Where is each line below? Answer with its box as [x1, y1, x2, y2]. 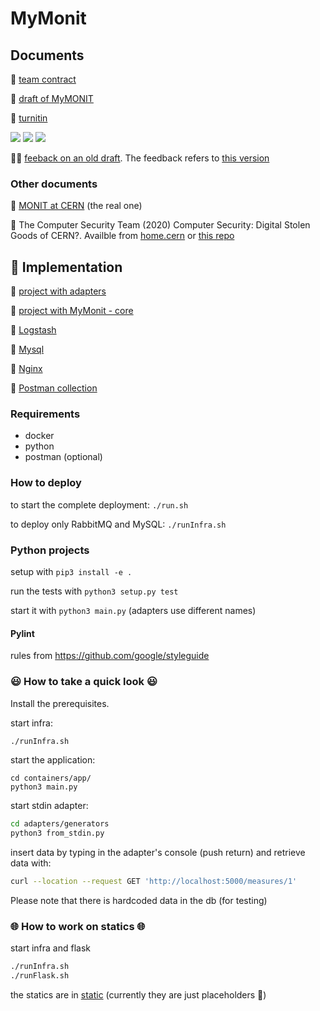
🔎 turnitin [10, 112, 48, 124]
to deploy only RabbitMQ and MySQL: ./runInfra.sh [10, 518, 227, 530]
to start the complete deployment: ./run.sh [10, 498, 189, 511]
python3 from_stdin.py [10, 828, 105, 839]
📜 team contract [10, 73, 77, 85]
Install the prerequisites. [10, 697, 110, 709]
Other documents [10, 177, 98, 191]
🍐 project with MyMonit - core [10, 305, 134, 317]
